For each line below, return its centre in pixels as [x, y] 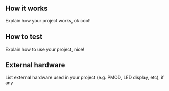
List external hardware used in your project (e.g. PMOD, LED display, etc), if [85, 77]
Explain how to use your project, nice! [45, 49]
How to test [24, 37]
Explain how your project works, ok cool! [48, 20]
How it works [27, 8]
